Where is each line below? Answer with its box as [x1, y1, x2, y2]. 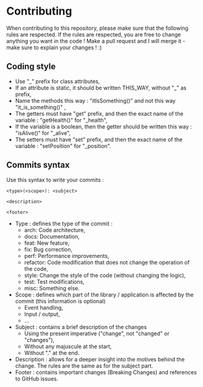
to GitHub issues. [15, 375, 59, 382]
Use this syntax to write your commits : [6, 176, 105, 183]
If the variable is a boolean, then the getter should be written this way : [15, 123, 193, 130]
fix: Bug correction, [24, 245, 73, 253]
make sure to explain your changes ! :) [6, 44, 102, 51]
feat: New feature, [24, 239, 70, 246]
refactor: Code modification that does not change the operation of [24, 259, 190, 266]
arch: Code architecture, [24, 226, 86, 234]
